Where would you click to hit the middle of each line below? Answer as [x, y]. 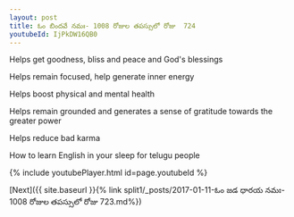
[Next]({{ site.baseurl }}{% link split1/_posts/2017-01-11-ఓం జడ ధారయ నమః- [147, 190]
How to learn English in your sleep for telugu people [105, 155]
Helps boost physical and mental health [82, 94]
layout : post [34, 17]
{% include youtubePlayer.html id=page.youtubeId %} [109, 173]
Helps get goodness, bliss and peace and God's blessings [116, 60]
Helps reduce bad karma [55, 138]
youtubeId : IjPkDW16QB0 [54, 34]
